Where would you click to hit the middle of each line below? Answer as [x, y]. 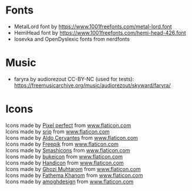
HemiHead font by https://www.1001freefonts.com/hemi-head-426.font [100, 32]
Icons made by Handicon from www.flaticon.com [65, 163]
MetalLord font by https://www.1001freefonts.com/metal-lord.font [93, 26]
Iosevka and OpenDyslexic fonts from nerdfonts [72, 39]
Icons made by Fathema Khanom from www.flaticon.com [74, 175]
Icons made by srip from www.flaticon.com [58, 131]
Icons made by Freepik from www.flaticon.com [62, 144]
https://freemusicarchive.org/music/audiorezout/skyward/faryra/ [92, 85]
